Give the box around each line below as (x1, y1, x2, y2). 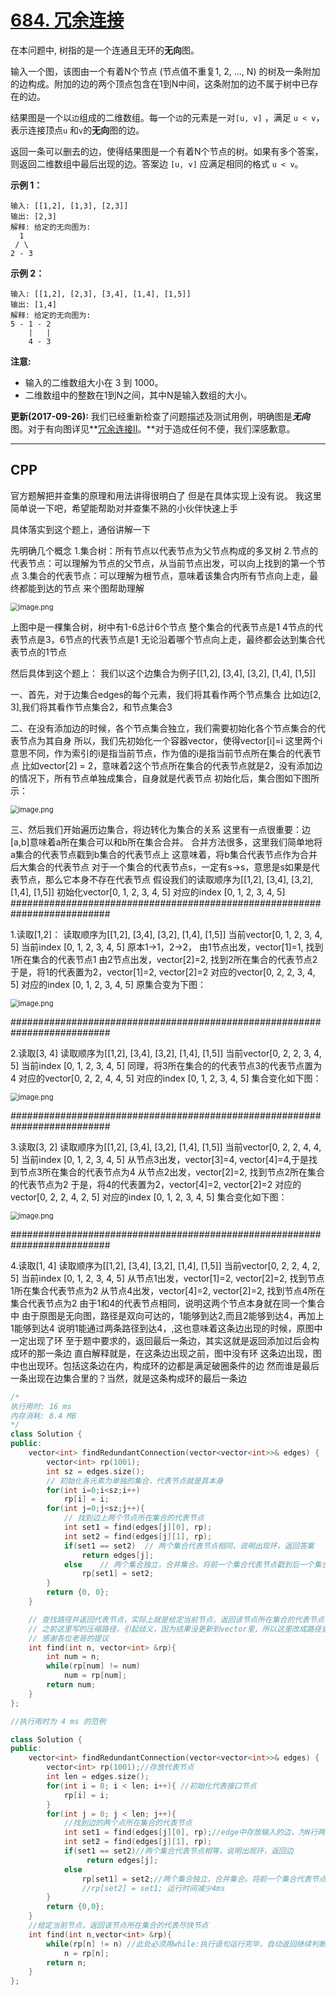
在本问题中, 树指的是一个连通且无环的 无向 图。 (10, 44, 200, 56)
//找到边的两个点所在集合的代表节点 (63, 1818, 193, 1828)
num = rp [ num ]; (63, 1671, 128, 1681)
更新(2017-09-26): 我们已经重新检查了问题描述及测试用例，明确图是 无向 (10, 410, 310, 422)
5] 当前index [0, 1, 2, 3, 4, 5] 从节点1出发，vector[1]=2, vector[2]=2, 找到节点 (10, 1272, 325, 1284)
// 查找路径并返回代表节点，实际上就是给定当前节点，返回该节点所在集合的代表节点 (28, 1614, 325, 1625)
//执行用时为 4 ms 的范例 (10, 1716, 107, 1726)
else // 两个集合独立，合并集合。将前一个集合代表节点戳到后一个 (63, 1559, 315, 1570)
